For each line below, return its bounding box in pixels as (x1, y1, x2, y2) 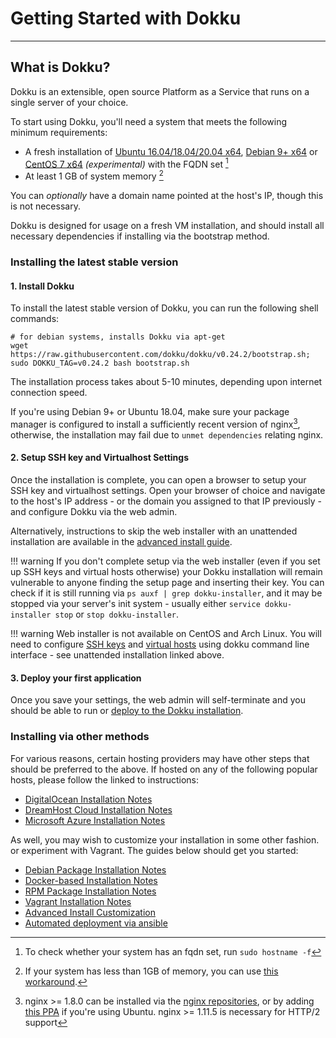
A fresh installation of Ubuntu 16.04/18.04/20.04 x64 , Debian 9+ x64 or (24, 145, 318, 157)
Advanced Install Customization (24, 906, 156, 918)
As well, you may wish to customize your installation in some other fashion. (10, 833, 320, 846)
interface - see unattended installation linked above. (10, 649, 225, 661)
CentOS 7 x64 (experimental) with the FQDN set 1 (24, 156, 229, 170)
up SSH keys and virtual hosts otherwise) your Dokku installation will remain (10, 566, 323, 578)
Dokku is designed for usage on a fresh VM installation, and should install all (10, 220, 325, 232)
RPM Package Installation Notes (24, 885, 157, 897)
